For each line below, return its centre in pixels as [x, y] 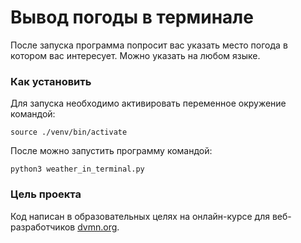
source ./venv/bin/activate [69, 132]
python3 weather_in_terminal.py [77, 169]
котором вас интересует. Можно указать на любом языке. [135, 55]
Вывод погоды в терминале [132, 17]
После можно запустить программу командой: [111, 151]
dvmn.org [97, 227]
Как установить [51, 81]
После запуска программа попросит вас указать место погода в [149, 45]
